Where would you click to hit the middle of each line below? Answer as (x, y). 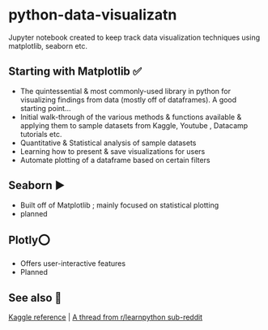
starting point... (45, 108)
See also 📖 (35, 298)
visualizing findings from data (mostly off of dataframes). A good (128, 100)
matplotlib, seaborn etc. (48, 45)
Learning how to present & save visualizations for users (113, 151)
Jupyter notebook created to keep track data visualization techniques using (134, 37)
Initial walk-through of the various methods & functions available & (131, 117)
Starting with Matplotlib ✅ (75, 72)
